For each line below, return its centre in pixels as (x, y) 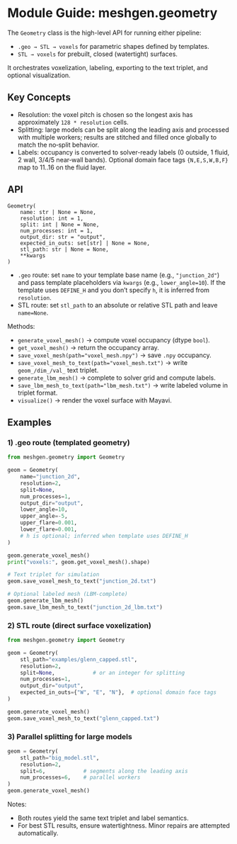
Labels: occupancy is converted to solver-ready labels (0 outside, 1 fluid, (123, 152)
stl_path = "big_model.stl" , (60, 758)
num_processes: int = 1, (57, 231)
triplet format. (37, 393)
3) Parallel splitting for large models (70, 736)
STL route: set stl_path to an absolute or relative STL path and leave (117, 305)
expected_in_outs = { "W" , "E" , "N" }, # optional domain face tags (118, 692)
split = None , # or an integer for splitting (103, 673)
